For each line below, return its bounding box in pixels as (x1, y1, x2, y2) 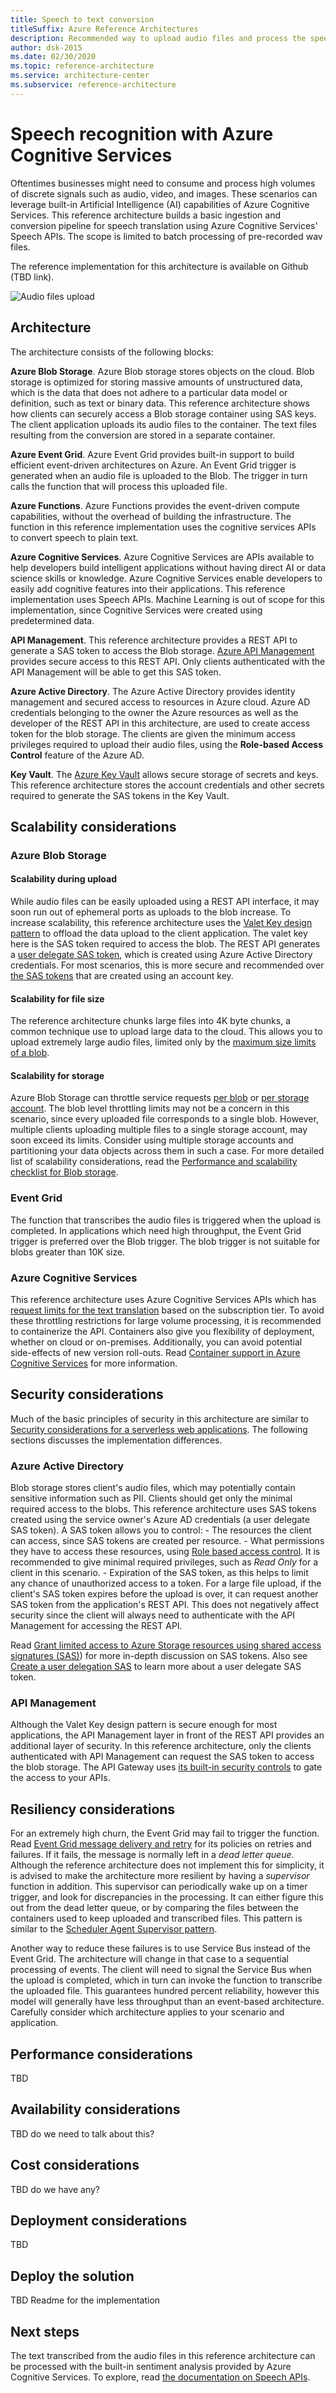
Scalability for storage (10, 1069, 105, 1081)
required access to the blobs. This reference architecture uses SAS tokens (10, 1503, 317, 1515)
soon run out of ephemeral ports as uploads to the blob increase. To (10, 906, 292, 918)
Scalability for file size (10, 992, 105, 1005)
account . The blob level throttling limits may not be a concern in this (10, 1102, 290, 1115)
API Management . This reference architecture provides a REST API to (10, 634, 298, 646)
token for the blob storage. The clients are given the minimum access (10, 727, 297, 740)
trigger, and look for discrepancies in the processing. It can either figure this (10, 1891, 324, 1903)
